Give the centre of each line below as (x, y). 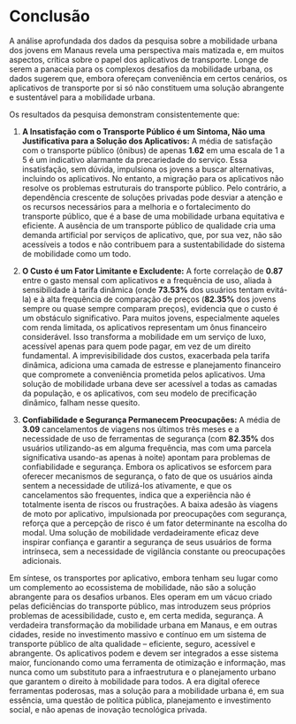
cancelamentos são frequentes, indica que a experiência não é (137, 495)
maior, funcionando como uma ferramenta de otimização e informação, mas (148, 662)
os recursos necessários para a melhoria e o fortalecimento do (136, 206)
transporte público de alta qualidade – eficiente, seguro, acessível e (133, 643)
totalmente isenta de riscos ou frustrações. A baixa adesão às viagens (150, 504)
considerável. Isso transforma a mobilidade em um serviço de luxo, (144, 336)
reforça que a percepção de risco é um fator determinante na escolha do (155, 523)
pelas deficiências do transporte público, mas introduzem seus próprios (140, 606)
